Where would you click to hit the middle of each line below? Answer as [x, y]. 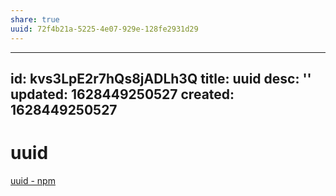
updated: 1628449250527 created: [122, 94]
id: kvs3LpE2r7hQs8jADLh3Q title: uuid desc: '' [161, 78]
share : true [35, 19]
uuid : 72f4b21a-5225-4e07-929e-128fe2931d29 [104, 29]
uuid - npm [33, 180]
